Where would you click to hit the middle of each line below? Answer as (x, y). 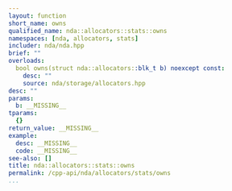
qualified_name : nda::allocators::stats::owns (88, 31)
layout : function (37, 16)
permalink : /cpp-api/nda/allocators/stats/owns (90, 173)
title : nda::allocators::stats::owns (72, 166)
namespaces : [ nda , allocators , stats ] (73, 38)
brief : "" (25, 53)
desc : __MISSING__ (47, 143)
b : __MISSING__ (41, 106)
